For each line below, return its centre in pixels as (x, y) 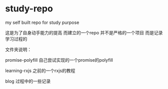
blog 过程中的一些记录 (28, 81)
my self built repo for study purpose (42, 22)
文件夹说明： (18, 49)
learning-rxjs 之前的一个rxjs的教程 (40, 71)
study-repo (29, 9)
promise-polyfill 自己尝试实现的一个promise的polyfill (59, 60)
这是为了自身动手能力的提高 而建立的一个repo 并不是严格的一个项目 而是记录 (84, 32)
